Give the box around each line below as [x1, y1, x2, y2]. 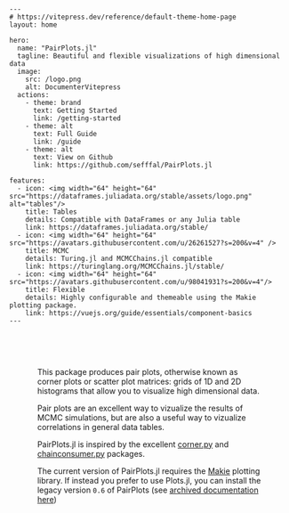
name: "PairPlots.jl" [17, 44, 98, 53]
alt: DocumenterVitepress [25, 83, 122, 92]
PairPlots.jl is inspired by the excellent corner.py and [36, 438, 229, 450]
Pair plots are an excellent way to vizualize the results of [36, 403, 244, 413]
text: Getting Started [32, 106, 117, 115]
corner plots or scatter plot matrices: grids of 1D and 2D [36, 376, 242, 387]
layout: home [9, 20, 58, 29]
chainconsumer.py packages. [36, 448, 145, 459]
